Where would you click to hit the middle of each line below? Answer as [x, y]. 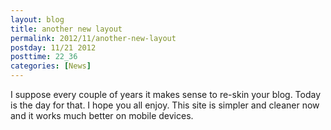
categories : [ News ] [51, 66]
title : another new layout [66, 29]
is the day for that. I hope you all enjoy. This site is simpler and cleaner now [165, 105]
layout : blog [37, 19]
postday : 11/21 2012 [53, 47]
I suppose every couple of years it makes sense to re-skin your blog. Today [166, 94]
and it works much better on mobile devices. [102, 115]
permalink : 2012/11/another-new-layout [93, 38]
